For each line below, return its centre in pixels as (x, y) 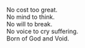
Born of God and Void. (38, 39)
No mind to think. (31, 17)
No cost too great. (32, 10)
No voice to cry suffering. (42, 31)
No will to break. (29, 24)
